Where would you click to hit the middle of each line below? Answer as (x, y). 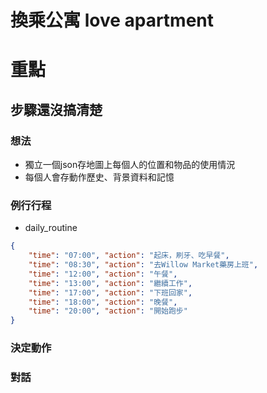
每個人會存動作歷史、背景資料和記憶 (99, 177)
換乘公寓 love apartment (112, 20)
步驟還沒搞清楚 (56, 109)
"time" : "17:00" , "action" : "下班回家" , (110, 292)
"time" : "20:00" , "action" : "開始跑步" (108, 311)
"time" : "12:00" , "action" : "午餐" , (103, 274)
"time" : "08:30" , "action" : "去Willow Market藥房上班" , (143, 265)
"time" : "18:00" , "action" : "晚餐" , (103, 302)
